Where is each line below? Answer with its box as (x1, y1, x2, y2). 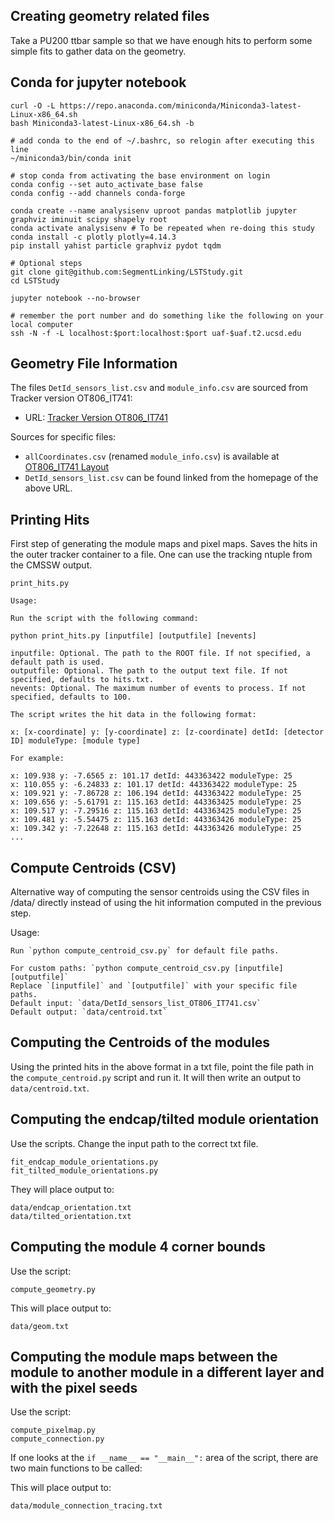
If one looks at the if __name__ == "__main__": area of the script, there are (10, 1452, 319, 1464)
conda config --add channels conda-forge (10, 188, 186, 198)
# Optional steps (10, 258, 83, 268)
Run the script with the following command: (10, 614, 199, 624)
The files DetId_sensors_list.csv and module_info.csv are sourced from (10, 382, 308, 394)
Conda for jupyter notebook (10, 74, 187, 91)
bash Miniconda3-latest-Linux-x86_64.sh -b (10, 118, 195, 128)
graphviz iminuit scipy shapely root (10, 214, 168, 224)
